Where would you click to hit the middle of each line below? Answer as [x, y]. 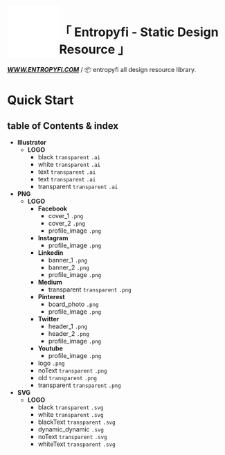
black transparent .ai [69, 157]
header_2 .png [69, 333]
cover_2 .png [66, 223]
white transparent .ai [69, 164]
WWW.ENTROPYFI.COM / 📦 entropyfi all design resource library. [101, 69]
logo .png [51, 363]
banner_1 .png [68, 260]
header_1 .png [68, 326]
